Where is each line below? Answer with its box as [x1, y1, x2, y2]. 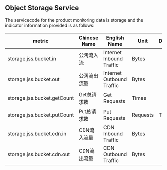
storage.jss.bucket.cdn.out [7, 151, 70, 158]
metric [32, 37, 49, 44]
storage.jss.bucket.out [7, 76, 60, 83]
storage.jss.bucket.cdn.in [7, 130, 67, 137]
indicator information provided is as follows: [5, 22, 95, 28]
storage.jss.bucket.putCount [7, 111, 74, 118]
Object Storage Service [5, 4, 79, 12]
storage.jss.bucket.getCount [7, 94, 74, 101]
